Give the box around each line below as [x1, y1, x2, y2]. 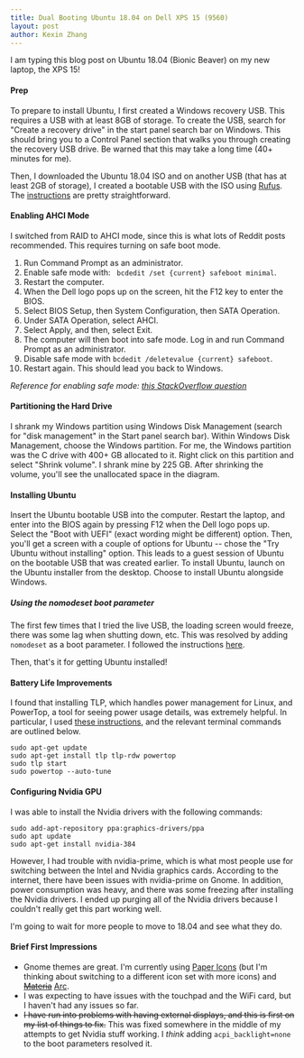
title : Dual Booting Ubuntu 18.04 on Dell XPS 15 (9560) [10, 13, 229, 23]
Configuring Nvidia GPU [10, 786, 103, 796]
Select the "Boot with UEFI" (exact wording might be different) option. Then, [10, 529, 293, 539]
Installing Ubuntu [10, 489, 77, 501]
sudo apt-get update [10, 743, 88, 753]
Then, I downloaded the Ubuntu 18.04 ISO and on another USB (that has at [10, 170, 287, 181]
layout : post [10, 22, 60, 31]
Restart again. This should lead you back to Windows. [23, 363, 224, 373]
